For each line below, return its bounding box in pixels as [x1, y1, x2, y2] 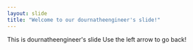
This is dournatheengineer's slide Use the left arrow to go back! [7, 35, 187, 43]
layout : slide [7, 10, 48, 17]
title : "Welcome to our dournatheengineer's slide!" [7, 16, 161, 23]
